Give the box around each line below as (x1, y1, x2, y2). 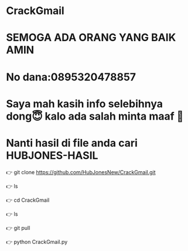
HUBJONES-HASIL (6, 148, 98, 162)
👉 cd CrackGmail (6, 196, 50, 203)
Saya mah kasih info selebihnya (6, 97, 163, 110)
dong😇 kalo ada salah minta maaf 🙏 (6, 110, 184, 123)
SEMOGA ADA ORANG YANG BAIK (6, 31, 176, 45)
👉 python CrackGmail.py (6, 238, 68, 245)
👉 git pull (6, 224, 30, 231)
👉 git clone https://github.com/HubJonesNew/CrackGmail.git (6, 168, 156, 175)
